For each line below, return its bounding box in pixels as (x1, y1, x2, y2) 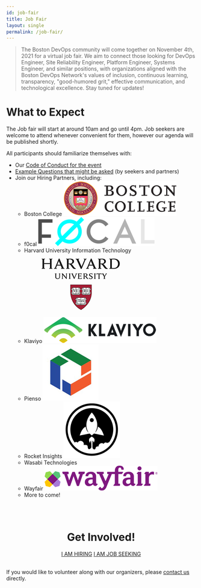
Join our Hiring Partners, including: (14, 175, 102, 182)
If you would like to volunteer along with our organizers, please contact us (6, 569, 190, 576)
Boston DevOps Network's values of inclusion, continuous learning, (20, 72, 188, 79)
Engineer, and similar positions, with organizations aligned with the (20, 65, 187, 72)
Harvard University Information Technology (23, 247, 131, 254)
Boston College (23, 211, 62, 218)
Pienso (23, 395, 42, 403)
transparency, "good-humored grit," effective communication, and (20, 78, 185, 85)
